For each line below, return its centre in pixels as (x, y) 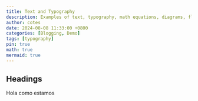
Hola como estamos (30, 93)
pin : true (18, 45)
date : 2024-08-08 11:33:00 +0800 (47, 28)
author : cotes (24, 22)
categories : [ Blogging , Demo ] (43, 33)
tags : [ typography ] (30, 39)
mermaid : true (24, 55)
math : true (19, 50)
